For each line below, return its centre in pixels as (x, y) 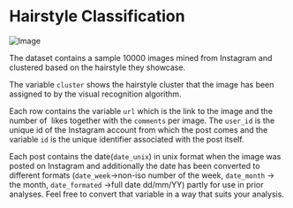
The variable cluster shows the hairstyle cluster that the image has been (142, 84)
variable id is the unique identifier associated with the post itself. (127, 139)
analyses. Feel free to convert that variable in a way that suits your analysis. (147, 194)
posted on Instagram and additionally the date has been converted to (135, 166)
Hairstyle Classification (97, 16)
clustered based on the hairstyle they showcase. (98, 67)
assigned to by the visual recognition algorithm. (96, 94)
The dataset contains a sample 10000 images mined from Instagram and (141, 58)
